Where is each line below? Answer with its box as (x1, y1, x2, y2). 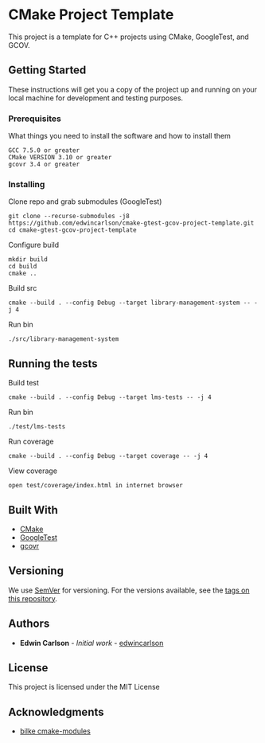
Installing (8, 178, 45, 190)
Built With (8, 503, 58, 517)
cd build (8, 263, 37, 271)
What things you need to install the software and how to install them (8, 131, 231, 141)
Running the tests (8, 357, 98, 370)
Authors (8, 617, 50, 631)
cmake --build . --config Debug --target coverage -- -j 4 (8, 452, 208, 460)
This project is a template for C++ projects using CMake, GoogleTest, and (8, 32, 249, 41)
